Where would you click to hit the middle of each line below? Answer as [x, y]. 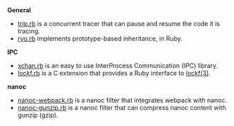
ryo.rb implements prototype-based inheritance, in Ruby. [100, 38]
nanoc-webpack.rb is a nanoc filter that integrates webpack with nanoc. [122, 100]
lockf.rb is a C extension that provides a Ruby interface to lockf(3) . [114, 73]
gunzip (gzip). [38, 115]
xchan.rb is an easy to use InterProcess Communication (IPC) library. [118, 65]
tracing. [29, 31]
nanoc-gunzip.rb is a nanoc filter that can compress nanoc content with [122, 107]
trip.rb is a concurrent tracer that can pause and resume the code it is [119, 23]
